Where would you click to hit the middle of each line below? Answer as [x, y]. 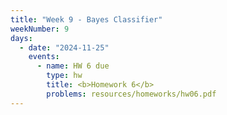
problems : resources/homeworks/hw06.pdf [131, 94]
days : [21, 38]
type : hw [64, 76]
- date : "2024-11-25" [64, 47]
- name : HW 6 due [73, 66]
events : [44, 57]
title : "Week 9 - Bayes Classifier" [86, 19]
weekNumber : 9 [40, 29]
